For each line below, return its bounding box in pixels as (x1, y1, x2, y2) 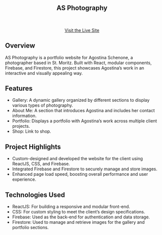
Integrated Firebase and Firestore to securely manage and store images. (12, 166, 158, 172)
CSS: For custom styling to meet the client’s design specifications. (12, 209, 145, 215)
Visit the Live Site (64, 27, 100, 33)
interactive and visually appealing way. (5, 70, 83, 76)
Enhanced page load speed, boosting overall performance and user (12, 171, 148, 177)
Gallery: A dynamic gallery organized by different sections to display (12, 97, 150, 103)
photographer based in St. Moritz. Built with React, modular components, (5, 60, 152, 66)
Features (5, 84, 33, 93)
